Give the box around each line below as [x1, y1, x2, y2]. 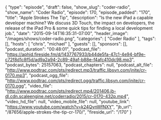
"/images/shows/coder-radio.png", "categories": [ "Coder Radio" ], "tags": [5, 36, 156, 41]
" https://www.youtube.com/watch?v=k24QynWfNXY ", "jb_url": [5, 104, 132, 110]
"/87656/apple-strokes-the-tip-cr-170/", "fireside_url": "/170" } [5, 109, 132, 115]
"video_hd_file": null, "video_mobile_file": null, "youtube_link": [5, 99, 130, 104]
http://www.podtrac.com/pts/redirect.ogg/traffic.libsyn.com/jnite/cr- [7, 78, 146, 83]
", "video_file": [24, 83, 53, 88]
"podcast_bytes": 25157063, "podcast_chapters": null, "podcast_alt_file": [5, 62, 153, 68]
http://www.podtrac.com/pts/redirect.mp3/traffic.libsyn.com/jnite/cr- [7, 67, 147, 73]
